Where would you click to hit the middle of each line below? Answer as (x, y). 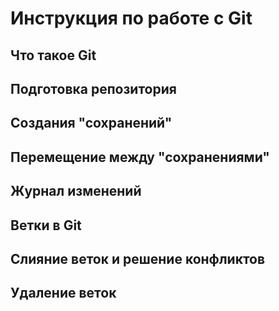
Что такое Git (53, 55)
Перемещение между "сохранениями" (140, 157)
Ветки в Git (46, 225)
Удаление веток (63, 293)
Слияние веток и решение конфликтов (138, 258)
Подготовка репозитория (93, 88)
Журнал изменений (76, 191)
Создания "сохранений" (91, 123)
